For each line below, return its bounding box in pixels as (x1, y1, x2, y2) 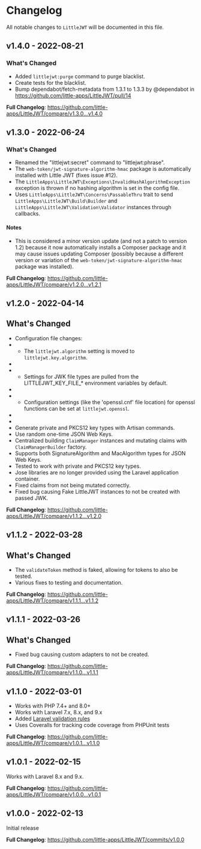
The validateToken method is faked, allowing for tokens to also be (14, 566, 178, 573)
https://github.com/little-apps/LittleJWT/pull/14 (14, 91, 131, 99)
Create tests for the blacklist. (14, 79, 87, 86)
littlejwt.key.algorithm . (23, 354, 88, 361)
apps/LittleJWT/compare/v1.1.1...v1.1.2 (6, 596, 99, 604)
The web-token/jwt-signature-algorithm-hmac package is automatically (14, 165, 191, 173)
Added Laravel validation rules (14, 715, 91, 722)
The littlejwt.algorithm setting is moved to (23, 347, 135, 355)
